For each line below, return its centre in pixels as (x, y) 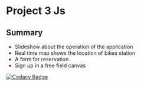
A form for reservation (42, 59)
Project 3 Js (36, 11)
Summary (24, 33)
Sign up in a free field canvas (50, 65)
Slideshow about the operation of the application (74, 47)
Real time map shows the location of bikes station (75, 53)
